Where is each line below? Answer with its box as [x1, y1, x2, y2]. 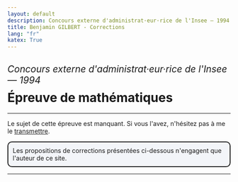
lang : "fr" [7, 30, 40, 38]
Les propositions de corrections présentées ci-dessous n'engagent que [13, 147, 222, 155]
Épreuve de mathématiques [7, 89, 174, 106]
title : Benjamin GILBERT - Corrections [7, 23, 125, 30]
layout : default [7, 10, 55, 18]
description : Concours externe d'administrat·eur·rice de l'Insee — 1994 [7, 17, 230, 24]
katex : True [7, 37, 42, 44]
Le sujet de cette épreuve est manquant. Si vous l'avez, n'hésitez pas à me [7, 120, 225, 128]
